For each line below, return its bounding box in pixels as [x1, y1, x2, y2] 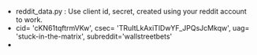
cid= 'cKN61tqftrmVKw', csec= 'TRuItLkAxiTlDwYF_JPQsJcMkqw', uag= [15, 24, 250, 32]
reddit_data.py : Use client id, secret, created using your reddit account [15, 7, 247, 16]
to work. [15, 15, 43, 24]
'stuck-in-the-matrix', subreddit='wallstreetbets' [15, 31, 173, 41]
